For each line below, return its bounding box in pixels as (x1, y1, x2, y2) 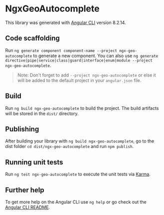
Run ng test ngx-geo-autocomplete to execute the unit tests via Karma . (5, 171, 151, 177)
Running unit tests (5, 158, 63, 166)
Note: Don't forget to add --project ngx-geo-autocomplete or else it (17, 72, 156, 78)
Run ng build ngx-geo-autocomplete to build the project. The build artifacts (5, 105, 159, 111)
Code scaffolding (5, 34, 60, 42)
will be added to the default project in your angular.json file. (17, 77, 142, 83)
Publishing (5, 124, 39, 133)
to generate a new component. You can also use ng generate (33, 52, 159, 58)
